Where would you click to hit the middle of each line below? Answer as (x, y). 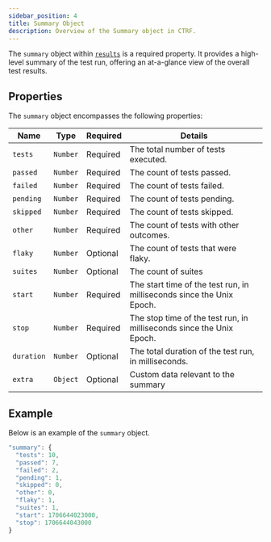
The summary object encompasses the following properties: (106, 116)
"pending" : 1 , (39, 477)
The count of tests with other (184, 225)
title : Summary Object (46, 23)
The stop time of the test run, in (189, 318)
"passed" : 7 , (38, 462)
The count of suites (166, 271)
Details (194, 136)
